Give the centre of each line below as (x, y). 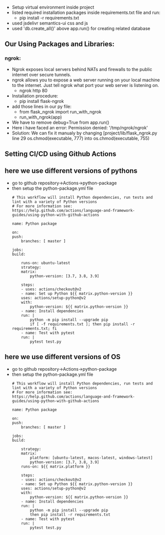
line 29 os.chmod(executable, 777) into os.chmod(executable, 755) (81, 138)
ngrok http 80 (33, 90)
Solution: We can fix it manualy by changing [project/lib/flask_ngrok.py (84, 133)
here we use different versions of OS (63, 357)
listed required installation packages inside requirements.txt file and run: (86, 12)
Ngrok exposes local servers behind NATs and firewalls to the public (82, 69)
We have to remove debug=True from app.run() (61, 122)
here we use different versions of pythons (71, 171)
